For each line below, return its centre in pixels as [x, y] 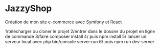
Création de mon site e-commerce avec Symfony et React [64, 22]
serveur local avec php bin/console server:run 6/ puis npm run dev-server [80, 41]
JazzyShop [29, 8]
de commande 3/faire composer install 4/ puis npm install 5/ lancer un [76, 36]
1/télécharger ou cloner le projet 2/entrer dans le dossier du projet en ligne [80, 31]
